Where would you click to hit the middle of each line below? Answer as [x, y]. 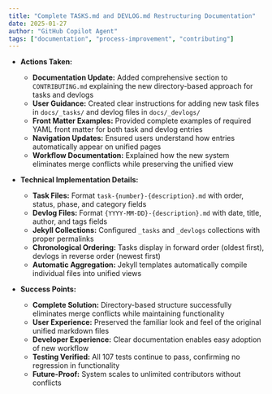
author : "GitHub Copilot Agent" [63, 31]
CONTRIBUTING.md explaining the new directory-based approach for [142, 86]
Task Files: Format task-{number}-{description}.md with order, [138, 195]
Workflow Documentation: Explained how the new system [131, 155]
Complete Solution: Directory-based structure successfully [132, 305]
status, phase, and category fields [89, 204]
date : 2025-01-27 [38, 24]
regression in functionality [76, 366]
